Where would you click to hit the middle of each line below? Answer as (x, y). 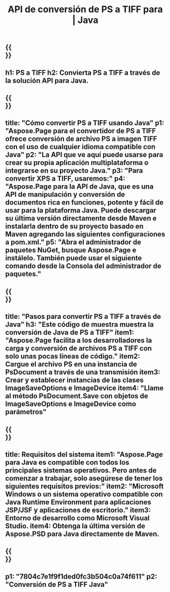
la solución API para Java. (47, 81)
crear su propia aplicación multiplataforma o (77, 163)
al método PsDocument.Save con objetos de (77, 396)
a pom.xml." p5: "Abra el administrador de (73, 242)
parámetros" (26, 412)
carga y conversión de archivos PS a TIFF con (79, 349)
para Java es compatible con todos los (67, 462)
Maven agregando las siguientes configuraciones (85, 234)
